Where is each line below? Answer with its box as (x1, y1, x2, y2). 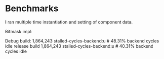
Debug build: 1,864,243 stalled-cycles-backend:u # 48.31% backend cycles (5, 38, 159, 44)
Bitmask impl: (5, 28, 33, 34)
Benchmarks (5, 3, 59, 14)
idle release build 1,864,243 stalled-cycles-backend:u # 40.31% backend (5, 43, 154, 49)
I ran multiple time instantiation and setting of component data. (5, 19, 133, 25)
